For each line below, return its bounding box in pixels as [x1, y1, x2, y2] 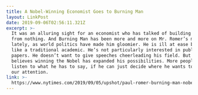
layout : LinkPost [6, 14, 49, 20]
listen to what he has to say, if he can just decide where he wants [11, 63, 186, 70]
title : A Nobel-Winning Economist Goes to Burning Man [6, 8, 144, 15]
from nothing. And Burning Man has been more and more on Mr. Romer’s [11, 36, 189, 42]
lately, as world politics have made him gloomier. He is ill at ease [11, 42, 189, 48]
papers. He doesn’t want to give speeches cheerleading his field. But [11, 53, 192, 58]
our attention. [11, 69, 49, 75]
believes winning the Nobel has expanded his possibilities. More [11, 58, 178, 64]
